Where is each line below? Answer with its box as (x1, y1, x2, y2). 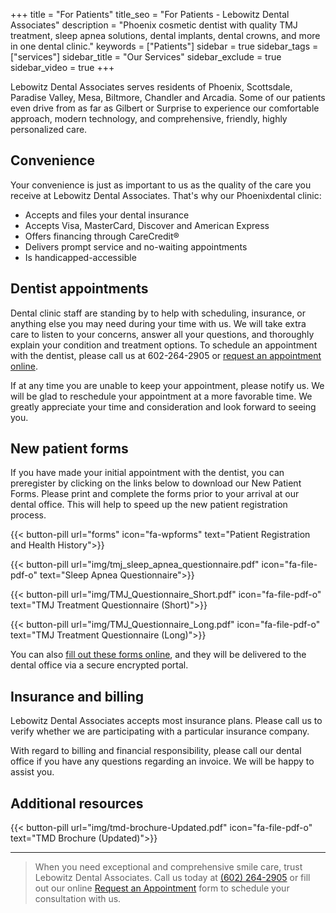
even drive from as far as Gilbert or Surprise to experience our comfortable (10, 102, 320, 114)
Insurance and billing (10, 688, 144, 705)
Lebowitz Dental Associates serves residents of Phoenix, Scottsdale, (10, 81, 293, 93)
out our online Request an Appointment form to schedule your (34, 882, 290, 894)
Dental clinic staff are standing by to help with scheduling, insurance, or (10, 307, 307, 319)
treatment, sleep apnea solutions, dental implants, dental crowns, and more (10, 30, 321, 41)
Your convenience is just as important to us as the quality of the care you (10, 179, 312, 191)
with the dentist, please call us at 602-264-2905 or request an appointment (10, 349, 322, 361)
